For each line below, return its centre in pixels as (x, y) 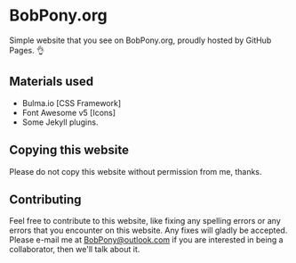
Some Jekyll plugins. (60, 122)
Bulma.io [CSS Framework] (72, 103)
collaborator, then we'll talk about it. (75, 250)
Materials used (52, 82)
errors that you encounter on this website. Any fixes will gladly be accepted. (148, 230)
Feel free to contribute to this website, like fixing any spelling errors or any (145, 221)
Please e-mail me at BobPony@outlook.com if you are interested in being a (146, 240)
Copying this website (69, 150)
